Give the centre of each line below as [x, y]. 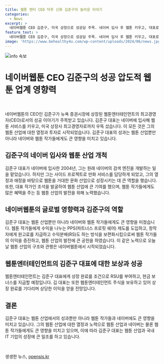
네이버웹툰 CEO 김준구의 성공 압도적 [73, 78]
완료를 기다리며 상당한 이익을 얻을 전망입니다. [53, 289]
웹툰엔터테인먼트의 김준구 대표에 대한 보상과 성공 [74, 263]
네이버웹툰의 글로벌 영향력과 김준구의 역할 [64, 209]
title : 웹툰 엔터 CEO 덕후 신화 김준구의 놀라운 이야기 [54, 10]
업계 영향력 [36, 90]
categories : [17, 14]
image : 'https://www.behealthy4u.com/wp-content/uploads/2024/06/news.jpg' [84, 42]
